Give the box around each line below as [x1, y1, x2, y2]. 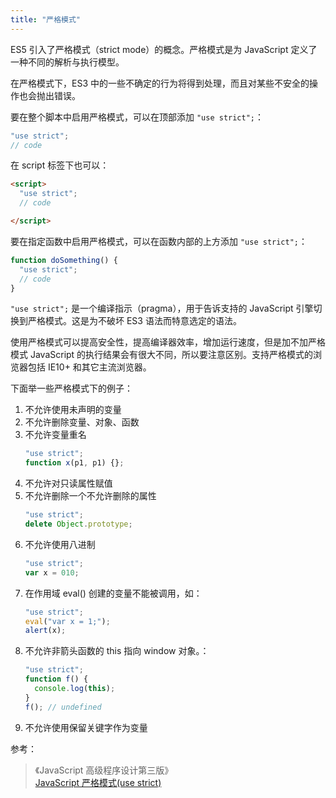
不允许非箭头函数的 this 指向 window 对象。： [24, 645, 210, 657]
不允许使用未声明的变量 [24, 404, 122, 416]
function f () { [24, 674, 89, 685]
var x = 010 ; [24, 567, 80, 578]
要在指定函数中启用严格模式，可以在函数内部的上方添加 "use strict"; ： [10, 235, 308, 247]
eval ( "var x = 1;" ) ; [24, 616, 111, 626]
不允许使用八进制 [24, 538, 96, 550]
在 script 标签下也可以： [10, 159, 110, 171]
